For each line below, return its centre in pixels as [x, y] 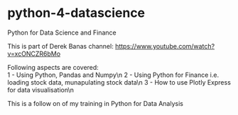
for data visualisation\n [41, 90]
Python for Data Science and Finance [62, 32]
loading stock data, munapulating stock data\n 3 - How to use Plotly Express [119, 82]
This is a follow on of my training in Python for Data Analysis [95, 103]
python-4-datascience [76, 13]
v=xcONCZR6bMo [34, 54]
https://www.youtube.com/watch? [165, 46]
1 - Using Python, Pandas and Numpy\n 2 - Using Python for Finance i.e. [113, 75]
